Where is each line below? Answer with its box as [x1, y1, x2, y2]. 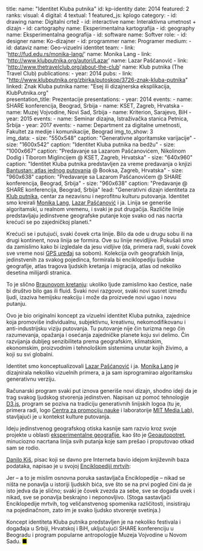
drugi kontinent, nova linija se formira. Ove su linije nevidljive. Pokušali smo [6, 237, 193, 244]
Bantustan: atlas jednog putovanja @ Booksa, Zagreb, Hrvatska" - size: [6, 167, 184, 174]
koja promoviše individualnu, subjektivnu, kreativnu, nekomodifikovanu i [6, 319, 186, 325]
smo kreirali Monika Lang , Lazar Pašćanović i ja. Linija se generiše [6, 199, 171, 206]
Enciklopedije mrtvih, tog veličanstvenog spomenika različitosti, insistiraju [6, 500, 190, 507]
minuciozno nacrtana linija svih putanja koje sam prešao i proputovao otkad [6, 438, 195, 445]
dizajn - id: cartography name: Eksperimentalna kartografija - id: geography [6, 24, 195, 32]
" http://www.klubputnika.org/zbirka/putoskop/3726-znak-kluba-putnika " [6, 76, 188, 83]
